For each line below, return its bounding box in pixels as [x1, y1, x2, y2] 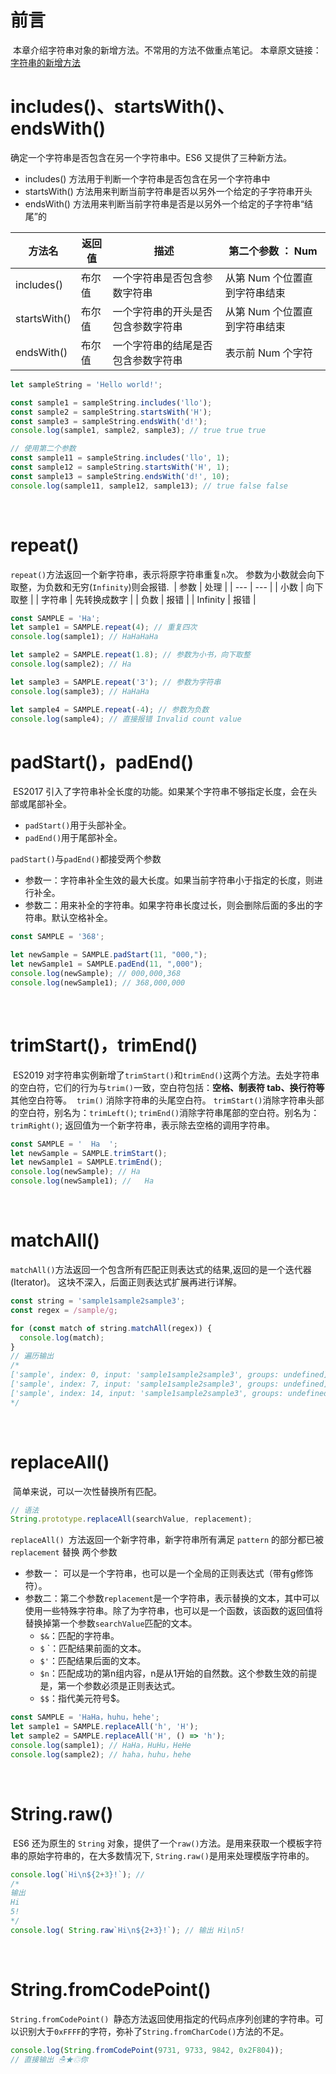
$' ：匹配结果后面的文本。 [39, 1655, 146, 1667]
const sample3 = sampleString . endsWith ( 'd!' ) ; [10, 416, 208, 426]
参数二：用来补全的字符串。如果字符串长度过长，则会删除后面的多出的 [24, 899, 315, 911]
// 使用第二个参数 [10, 444, 77, 454]
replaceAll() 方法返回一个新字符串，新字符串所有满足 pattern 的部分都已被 [10, 1534, 325, 1546]
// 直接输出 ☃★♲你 [10, 2054, 88, 2065]
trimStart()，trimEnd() [10, 1034, 198, 1056]
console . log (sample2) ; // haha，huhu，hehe [10, 1749, 192, 1760]
